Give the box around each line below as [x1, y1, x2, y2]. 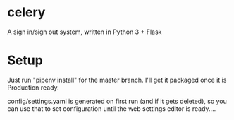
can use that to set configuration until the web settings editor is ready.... [7, 104, 216, 113]
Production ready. [7, 83, 59, 92]
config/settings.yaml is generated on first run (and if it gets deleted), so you [7, 97, 227, 105]
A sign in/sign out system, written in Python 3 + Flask [7, 28, 162, 36]
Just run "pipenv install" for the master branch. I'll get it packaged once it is [7, 76, 227, 84]
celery [7, 4, 46, 20]
